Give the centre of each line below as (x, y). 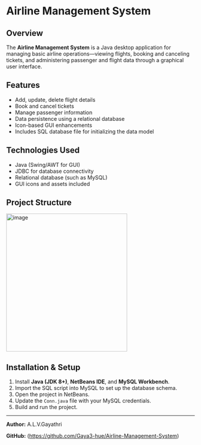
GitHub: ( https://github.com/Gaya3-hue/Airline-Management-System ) (93, 436)
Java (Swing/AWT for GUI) (48, 164)
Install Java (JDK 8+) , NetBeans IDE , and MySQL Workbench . (92, 382)
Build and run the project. (46, 407)
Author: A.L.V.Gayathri (34, 424)
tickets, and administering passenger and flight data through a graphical (95, 60)
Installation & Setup (43, 367)
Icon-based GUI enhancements (54, 125)
